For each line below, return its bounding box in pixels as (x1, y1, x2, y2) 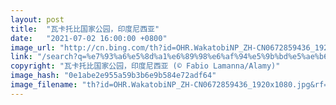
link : (10, 52, 33, 62)
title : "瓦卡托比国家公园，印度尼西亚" (10, 24, 160, 34)
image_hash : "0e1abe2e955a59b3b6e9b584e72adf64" (10, 71, 217, 81)
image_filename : (10, 80, 78, 90)
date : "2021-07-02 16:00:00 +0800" (10, 33, 168, 43)
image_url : (10, 42, 56, 53)
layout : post (10, 14, 65, 25)
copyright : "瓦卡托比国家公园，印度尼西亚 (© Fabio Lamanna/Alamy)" (10, 61, 281, 71)
